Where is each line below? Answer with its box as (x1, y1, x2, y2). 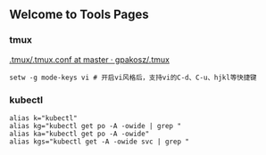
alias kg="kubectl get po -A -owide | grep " (9, 121, 181, 130)
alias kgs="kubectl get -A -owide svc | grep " (9, 137, 190, 146)
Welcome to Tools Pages (9, 7, 149, 22)
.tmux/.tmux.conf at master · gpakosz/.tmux (9, 53, 170, 65)
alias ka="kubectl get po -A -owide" (9, 129, 150, 138)
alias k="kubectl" (9, 113, 78, 123)
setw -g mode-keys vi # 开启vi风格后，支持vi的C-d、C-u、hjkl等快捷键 (9, 73, 257, 82)
